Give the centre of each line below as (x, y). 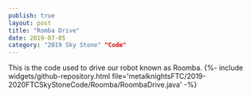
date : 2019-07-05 (37, 38)
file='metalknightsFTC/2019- (159, 76)
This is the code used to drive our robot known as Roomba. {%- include (126, 68)
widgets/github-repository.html (59, 76)
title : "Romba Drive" (44, 30)
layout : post (30, 23)
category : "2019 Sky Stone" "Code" (67, 45)
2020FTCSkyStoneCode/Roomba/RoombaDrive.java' (95, 85)
